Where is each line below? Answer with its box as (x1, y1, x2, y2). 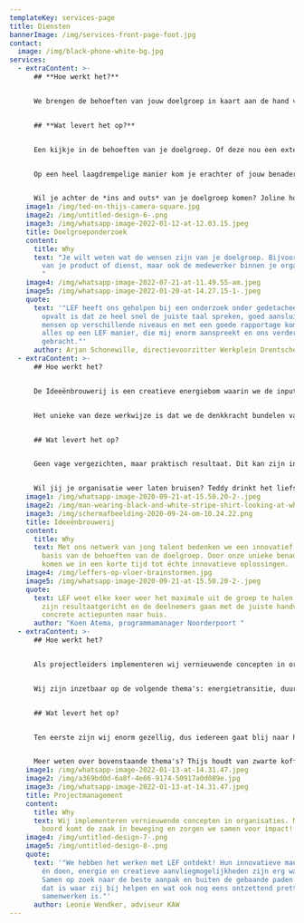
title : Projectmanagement (25, 791, 124, 800)
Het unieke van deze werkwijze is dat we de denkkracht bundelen (33, 411, 285, 420)
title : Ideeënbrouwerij (25, 518, 116, 527)
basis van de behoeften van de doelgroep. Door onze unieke (42, 551, 273, 560)
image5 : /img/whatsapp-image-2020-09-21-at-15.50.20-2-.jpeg (25, 577, 261, 586)
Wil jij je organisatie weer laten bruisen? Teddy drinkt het (33, 484, 273, 493)
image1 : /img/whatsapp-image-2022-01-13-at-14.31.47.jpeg (25, 765, 249, 775)
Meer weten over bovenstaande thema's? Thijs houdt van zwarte (33, 757, 278, 766)
